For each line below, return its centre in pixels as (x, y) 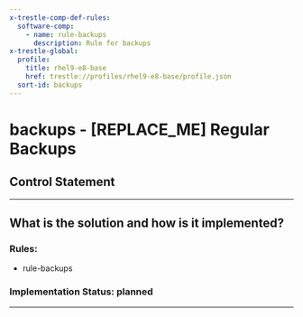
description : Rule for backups (92, 43)
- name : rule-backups (66, 34)
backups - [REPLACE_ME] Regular (140, 130)
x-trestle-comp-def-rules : (60, 18)
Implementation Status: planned (81, 292)
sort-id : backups (50, 85)
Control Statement (62, 182)
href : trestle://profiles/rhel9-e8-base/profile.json (129, 77)
